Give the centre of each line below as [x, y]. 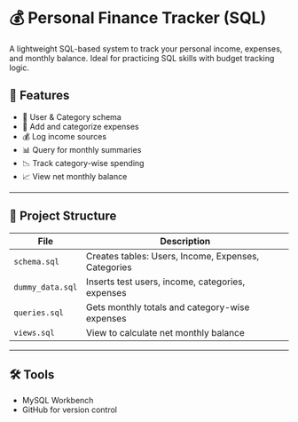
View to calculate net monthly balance [165, 332]
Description [185, 241]
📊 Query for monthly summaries [82, 149]
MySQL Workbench [58, 401]
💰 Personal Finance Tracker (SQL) [138, 18]
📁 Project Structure [63, 216]
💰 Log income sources [64, 136]
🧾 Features [39, 96]
